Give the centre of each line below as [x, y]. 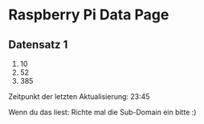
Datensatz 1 [38, 45]
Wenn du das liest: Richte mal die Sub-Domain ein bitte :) [102, 112]
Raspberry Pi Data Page [89, 15]
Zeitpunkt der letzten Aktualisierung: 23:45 [79, 97]
